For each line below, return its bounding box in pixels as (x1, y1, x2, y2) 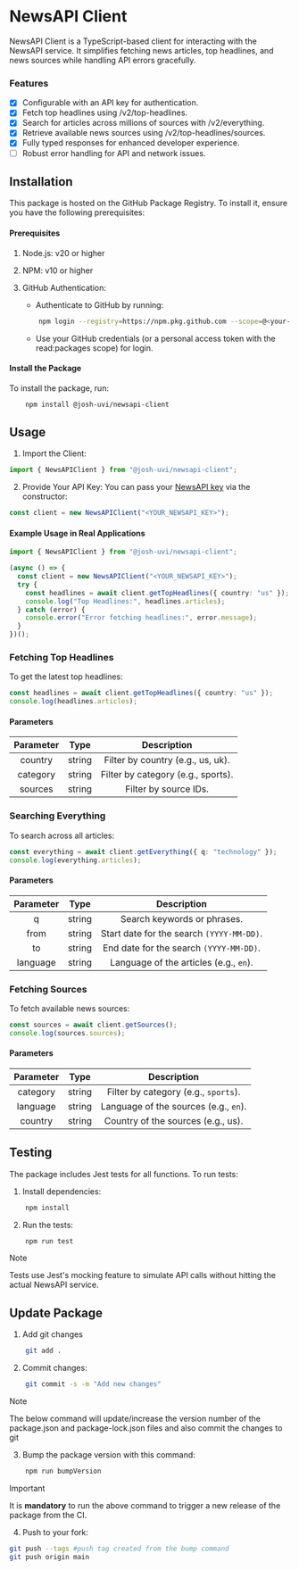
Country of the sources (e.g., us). (104, 1114, 244, 1126)
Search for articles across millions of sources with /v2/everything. (21, 118, 265, 129)
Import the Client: (21, 448, 87, 459)
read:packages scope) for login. (35, 342, 154, 353)
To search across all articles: (9, 830, 114, 841)
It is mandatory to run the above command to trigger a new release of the (9, 1499, 281, 1510)
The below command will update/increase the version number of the (9, 1413, 262, 1424)
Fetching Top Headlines (9, 652, 114, 664)
